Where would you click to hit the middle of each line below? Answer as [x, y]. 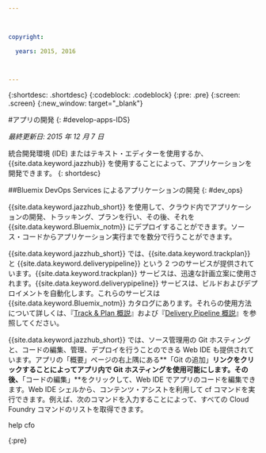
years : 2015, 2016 [46, 51]
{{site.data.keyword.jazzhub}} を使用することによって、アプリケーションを [130, 163]
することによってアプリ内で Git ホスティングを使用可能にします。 [128, 370]
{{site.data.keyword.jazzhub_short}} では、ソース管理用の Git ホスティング [129, 340]
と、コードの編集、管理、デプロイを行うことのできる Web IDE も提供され [128, 350]
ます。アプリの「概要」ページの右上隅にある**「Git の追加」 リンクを [127, 360]
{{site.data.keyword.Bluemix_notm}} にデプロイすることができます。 [120, 227]
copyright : [26, 36]
